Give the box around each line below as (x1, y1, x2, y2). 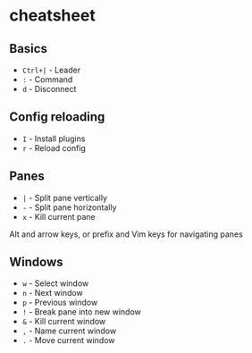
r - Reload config (21, 142, 87, 153)
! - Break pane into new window (21, 307, 141, 317)
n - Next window (21, 288, 83, 298)
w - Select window (21, 278, 89, 289)
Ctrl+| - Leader (21, 64, 81, 75)
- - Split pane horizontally (21, 202, 117, 213)
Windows (9, 255, 63, 270)
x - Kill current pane (21, 211, 96, 222)
